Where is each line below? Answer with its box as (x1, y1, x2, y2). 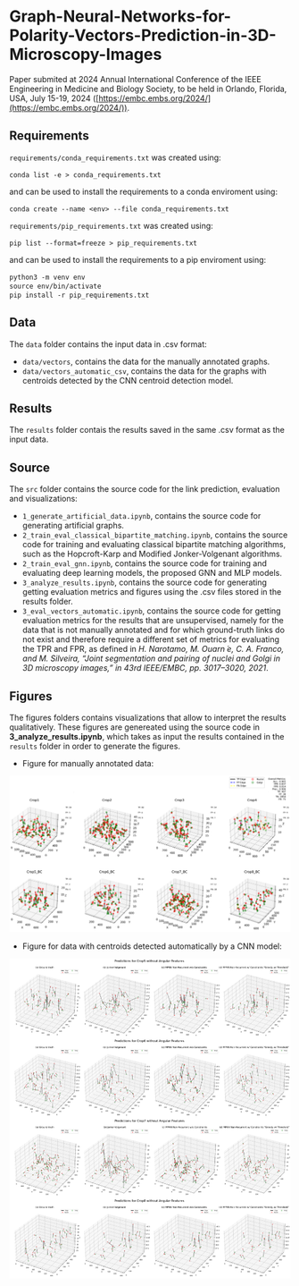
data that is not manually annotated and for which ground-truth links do (21, 624, 286, 636)
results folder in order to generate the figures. (9, 740, 181, 751)
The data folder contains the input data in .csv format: (9, 338, 207, 350)
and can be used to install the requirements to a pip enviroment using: (9, 254, 267, 265)
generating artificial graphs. (21, 520, 125, 531)
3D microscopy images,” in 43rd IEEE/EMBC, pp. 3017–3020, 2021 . (21, 663, 270, 673)
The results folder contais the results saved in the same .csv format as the (9, 425, 286, 436)
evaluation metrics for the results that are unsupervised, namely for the (21, 615, 284, 626)
